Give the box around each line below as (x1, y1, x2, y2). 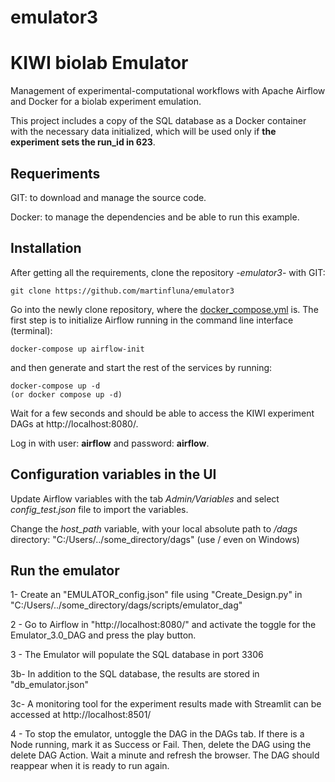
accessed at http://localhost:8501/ (10, 709, 152, 721)
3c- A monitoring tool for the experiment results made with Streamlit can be (10, 698, 322, 710)
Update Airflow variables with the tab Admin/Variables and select (10, 492, 280, 505)
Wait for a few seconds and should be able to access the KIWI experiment (10, 407, 315, 419)
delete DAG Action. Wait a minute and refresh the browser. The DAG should (10, 749, 320, 761)
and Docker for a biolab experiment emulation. (10, 96, 202, 108)
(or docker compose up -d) (10, 389, 123, 400)
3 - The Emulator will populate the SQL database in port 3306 (10, 649, 264, 661)
